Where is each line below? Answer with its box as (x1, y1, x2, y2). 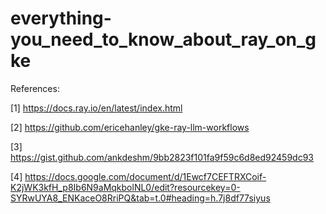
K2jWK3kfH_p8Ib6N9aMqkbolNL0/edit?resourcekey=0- (10, 181, 241, 193)
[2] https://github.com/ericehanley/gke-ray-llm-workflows (10, 121, 250, 133)
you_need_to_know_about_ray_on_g (10, 28, 317, 51)
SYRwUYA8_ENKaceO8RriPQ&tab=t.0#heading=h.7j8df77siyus (10, 192, 271, 204)
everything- (10, 7, 112, 30)
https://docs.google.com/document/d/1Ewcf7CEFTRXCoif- (24, 170, 267, 182)
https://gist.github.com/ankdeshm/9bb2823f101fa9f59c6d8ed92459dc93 (10, 151, 315, 163)
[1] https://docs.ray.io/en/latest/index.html (10, 102, 183, 114)
